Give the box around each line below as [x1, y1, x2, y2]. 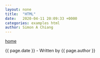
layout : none [5, 7, 32, 12]
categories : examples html [5, 20, 60, 26]
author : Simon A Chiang [5, 25, 54, 30]
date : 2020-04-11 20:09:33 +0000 [5, 16, 78, 21]
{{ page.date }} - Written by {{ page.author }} [5, 48, 96, 54]
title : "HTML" [5, 12, 36, 16]
